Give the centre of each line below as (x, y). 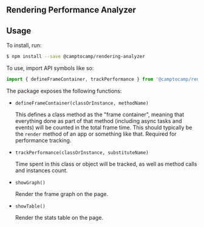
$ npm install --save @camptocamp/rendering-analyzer (76, 57)
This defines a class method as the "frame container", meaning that (99, 114)
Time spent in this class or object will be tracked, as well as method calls (106, 164)
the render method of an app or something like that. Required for (96, 134)
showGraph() (30, 183)
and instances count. (41, 170)
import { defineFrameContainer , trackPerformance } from (80, 79)
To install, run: (24, 46)
